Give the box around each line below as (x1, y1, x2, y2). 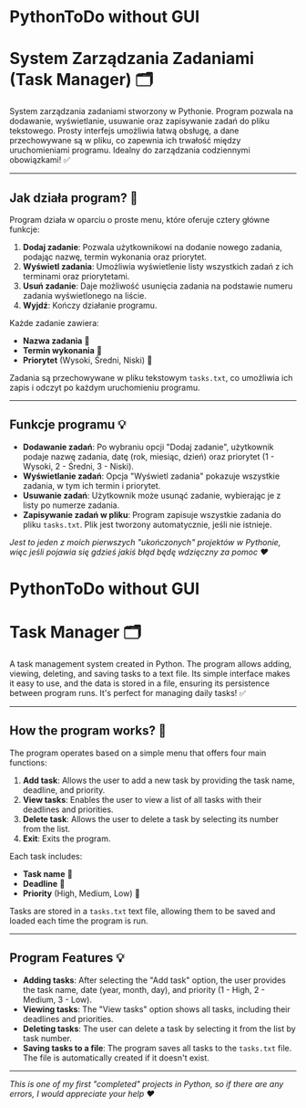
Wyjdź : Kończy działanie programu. (22, 300, 158, 311)
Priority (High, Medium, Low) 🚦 (22, 888, 141, 899)
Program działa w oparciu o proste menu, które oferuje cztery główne (9, 214, 270, 225)
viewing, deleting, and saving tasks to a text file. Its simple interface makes (9, 668, 291, 679)
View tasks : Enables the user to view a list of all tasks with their (22, 794, 262, 805)
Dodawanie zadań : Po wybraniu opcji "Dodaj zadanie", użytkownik (22, 441, 274, 452)
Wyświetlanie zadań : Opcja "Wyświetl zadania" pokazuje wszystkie (22, 470, 280, 481)
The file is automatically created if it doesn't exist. (22, 1052, 209, 1063)
